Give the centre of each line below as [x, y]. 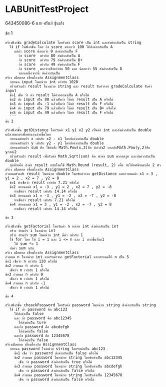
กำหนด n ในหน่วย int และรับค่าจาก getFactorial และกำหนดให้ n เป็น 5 [67, 257]
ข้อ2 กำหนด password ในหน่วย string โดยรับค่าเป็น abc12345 [68, 357]
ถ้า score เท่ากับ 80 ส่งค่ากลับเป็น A [49, 55]
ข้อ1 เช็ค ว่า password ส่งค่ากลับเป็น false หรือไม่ [56, 353]
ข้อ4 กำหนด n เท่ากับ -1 [25, 283]
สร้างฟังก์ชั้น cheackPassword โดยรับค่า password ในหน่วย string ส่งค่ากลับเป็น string [80, 305]
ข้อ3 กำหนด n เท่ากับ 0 [24, 274]
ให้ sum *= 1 [26, 243]
